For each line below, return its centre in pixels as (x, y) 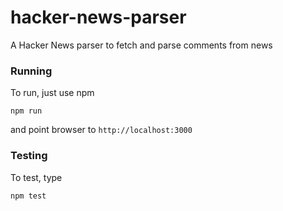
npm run (26, 111)
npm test (28, 196)
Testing (29, 156)
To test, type (36, 177)
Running (31, 71)
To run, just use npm (52, 93)
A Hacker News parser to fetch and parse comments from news (141, 45)
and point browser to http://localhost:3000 (101, 130)
